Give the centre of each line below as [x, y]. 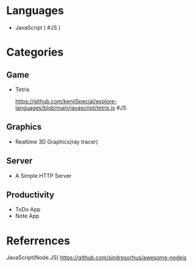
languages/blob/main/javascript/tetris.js [65, 108]
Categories [35, 52]
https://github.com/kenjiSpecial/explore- [66, 101]
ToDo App [28, 210]
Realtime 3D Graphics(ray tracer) [57, 142]
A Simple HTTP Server [43, 175]
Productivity [30, 195]
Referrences [38, 240]
